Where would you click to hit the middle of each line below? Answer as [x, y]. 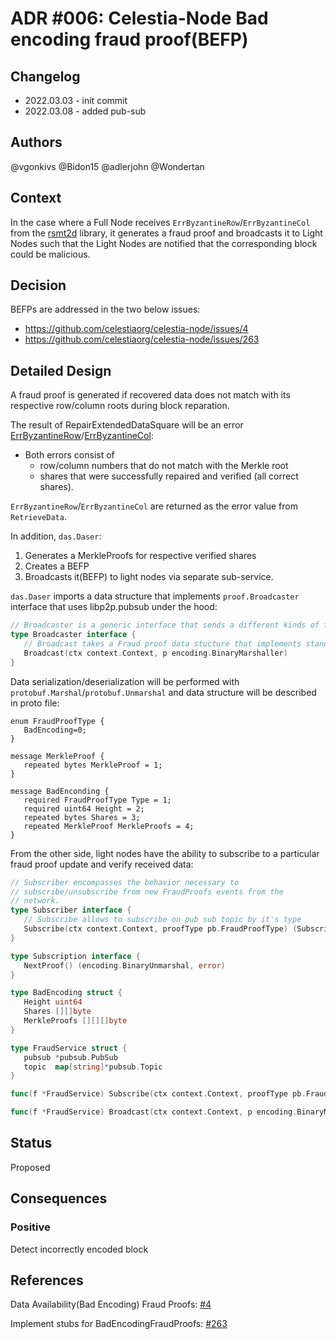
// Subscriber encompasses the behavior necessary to [125, 882]
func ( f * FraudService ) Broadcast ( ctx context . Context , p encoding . [154, 1112]
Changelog [45, 76]
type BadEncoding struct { [66, 993]
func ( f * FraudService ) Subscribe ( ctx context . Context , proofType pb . [158, 1094]
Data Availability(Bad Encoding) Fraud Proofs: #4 [111, 1304]
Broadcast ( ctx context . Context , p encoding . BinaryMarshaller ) [155, 653]
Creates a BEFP [57, 566]
